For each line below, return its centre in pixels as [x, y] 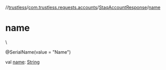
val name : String [23, 62]
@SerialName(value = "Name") [38, 52]
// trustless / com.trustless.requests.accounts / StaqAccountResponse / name [83, 7]
